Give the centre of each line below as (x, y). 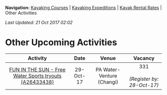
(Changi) (108, 82)
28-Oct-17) (144, 85)
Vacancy (144, 58)
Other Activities (21, 13)
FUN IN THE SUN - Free (37, 69)
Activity (37, 58)
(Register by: (144, 79)
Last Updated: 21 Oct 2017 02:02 (39, 23)
